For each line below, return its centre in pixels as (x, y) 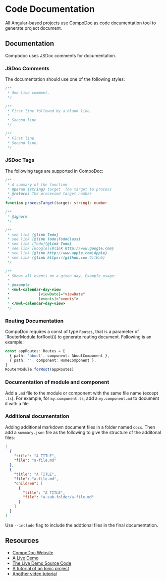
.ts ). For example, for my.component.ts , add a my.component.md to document (82, 398)
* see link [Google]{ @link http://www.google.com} (60, 248)
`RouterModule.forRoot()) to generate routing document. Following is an (78, 337)
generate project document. (34, 28)
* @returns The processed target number (50, 194)
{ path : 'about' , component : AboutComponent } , (60, 356)
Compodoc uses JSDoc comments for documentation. (61, 55)
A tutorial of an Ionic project (41, 568)
